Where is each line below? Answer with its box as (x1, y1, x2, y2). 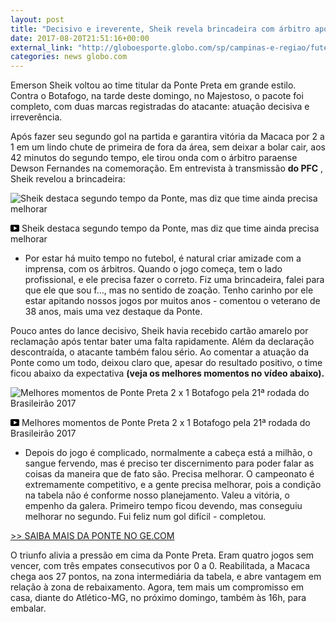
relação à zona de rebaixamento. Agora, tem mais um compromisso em (10, 581, 305, 593)
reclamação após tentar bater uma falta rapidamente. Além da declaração (10, 336, 315, 348)
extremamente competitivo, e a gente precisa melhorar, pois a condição (24, 479, 322, 491)
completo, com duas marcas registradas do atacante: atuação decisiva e (10, 101, 310, 113)
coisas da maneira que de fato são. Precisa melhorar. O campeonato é (24, 468, 315, 480)
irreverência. (10, 111, 63, 123)
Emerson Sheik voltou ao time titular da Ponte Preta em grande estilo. (10, 79, 297, 91)
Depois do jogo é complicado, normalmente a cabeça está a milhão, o (24, 447, 313, 459)
